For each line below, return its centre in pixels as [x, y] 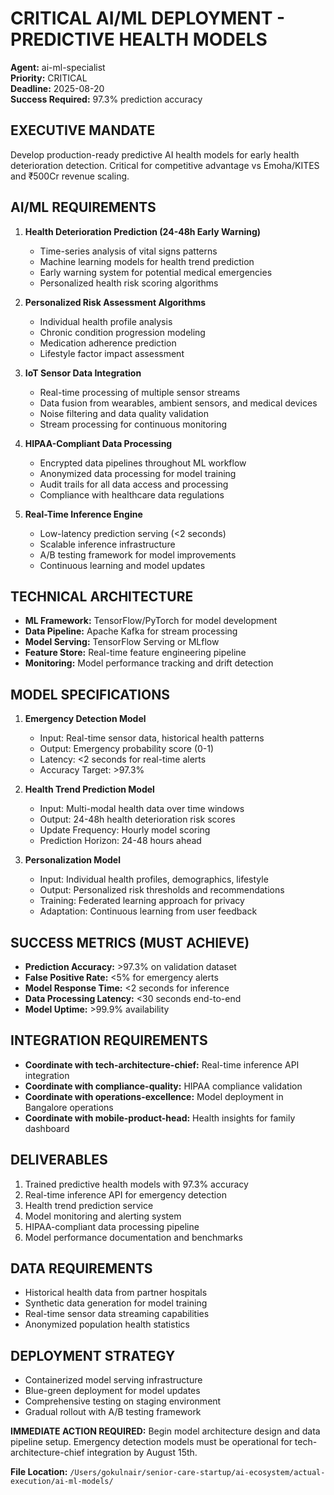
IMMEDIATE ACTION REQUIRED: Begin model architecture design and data [165, 1431]
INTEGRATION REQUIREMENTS [109, 1040]
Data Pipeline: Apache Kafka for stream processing [131, 631]
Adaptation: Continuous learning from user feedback [148, 911]
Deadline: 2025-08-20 [57, 88]
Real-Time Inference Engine [83, 514]
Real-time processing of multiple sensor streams [140, 392]
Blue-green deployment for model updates [112, 1391]
